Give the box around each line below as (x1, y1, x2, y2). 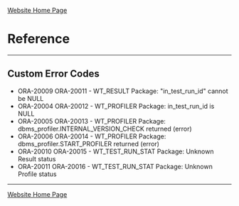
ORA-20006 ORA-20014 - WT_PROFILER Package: (17, 131, 166, 141)
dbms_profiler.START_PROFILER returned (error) (17, 139, 160, 148)
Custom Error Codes (7, 67, 100, 80)
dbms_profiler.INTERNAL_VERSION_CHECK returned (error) (17, 124, 192, 133)
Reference (7, 31, 70, 47)
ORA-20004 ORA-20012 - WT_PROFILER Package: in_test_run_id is (17, 102, 215, 110)
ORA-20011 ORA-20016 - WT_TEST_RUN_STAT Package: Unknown (17, 162, 213, 170)
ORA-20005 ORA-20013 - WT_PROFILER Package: (17, 116, 166, 125)
